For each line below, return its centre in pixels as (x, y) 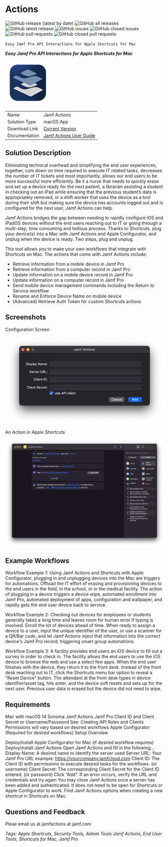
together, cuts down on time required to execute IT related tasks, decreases (84, 170)
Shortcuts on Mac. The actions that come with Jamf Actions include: (76, 254)
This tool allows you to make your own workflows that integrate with (76, 249)
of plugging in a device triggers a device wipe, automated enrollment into (81, 594)
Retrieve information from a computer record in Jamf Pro (71, 269)
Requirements (28, 704)
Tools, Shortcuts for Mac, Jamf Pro (42, 839)
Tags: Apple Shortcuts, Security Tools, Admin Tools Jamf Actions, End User (84, 833)
